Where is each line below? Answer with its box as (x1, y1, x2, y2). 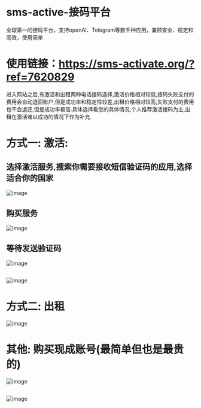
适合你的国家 (6, 173, 54, 183)
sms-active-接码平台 (6, 5, 111, 19)
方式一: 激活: (6, 136, 69, 150)
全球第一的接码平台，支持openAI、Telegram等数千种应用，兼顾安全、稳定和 (6, 26, 194, 34)
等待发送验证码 (6, 243, 62, 254)
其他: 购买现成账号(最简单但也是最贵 (6, 343, 184, 357)
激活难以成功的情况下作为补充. (16, 113, 92, 120)
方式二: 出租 (6, 300, 65, 313)
